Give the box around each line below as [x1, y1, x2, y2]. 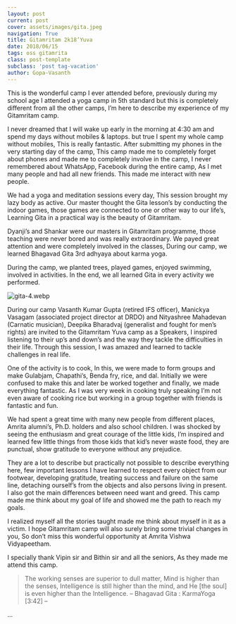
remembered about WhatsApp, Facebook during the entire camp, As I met [7, 162, 222, 170]
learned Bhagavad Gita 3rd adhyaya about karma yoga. [7, 249, 168, 258]
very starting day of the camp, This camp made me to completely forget [7, 147, 216, 156]
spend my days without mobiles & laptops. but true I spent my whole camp [7, 132, 224, 141]
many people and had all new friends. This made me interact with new [7, 170, 211, 178]
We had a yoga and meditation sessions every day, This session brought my [7, 191, 228, 199]
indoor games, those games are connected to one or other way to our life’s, [7, 206, 226, 214]
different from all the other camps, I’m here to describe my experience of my [7, 104, 229, 112]
